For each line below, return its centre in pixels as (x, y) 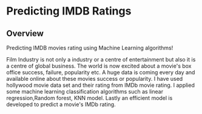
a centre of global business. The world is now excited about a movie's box (99, 66)
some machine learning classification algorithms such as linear (85, 91)
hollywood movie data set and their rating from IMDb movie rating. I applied (101, 85)
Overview (25, 33)
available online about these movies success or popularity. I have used (95, 79)
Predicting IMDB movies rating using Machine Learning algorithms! (90, 48)
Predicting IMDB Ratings (69, 11)
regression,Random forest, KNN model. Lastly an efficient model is (89, 98)
